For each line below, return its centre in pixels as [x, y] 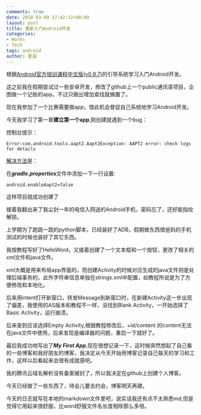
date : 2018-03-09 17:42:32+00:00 [48, 17]
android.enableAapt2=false [40, 185]
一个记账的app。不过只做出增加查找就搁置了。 [74, 94]
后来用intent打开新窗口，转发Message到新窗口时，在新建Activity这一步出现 [99, 297]
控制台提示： [22, 132]
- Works [16, 39]
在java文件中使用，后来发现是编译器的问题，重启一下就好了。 [82, 332]
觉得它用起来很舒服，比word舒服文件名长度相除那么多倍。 [78, 406]
